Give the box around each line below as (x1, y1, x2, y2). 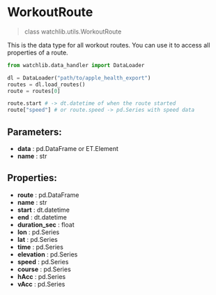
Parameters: (7, 126, 62, 138)
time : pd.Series (17, 243, 64, 251)
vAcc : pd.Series (17, 280, 65, 288)
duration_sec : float (17, 220, 75, 229)
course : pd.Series (17, 265, 71, 273)
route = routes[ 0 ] (7, 87, 61, 94)
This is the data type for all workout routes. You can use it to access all (7, 41, 210, 49)
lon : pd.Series (17, 228, 60, 236)
